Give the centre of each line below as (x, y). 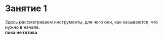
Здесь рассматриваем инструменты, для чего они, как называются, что (81, 22)
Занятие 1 (26, 9)
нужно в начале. (22, 27)
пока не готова (21, 32)
